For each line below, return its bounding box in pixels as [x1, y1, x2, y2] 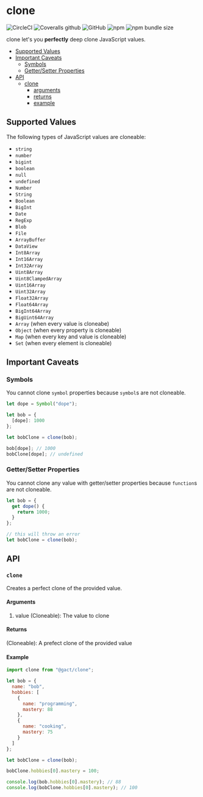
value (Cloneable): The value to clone [15, 612, 110, 619]
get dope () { [12, 503, 45, 509]
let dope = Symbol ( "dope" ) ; [6, 401, 78, 407]
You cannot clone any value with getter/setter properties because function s [6, 479, 198, 487]
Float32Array [15, 295, 49, 301]
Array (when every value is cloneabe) [15, 320, 110, 327]
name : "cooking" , [22, 723, 67, 729]
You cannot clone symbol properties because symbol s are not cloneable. [6, 389, 186, 396]
